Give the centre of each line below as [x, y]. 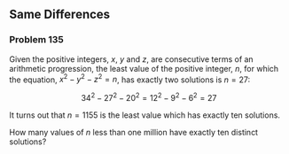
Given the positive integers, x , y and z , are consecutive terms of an [132, 59]
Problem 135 [36, 40]
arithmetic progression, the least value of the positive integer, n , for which [144, 68]
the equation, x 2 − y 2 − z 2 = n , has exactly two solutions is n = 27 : [130, 79]
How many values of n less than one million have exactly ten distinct [134, 132]
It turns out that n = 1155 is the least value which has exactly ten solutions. [145, 115]
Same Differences [60, 15]
